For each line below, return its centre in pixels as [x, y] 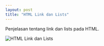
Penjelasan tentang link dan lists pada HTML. [52, 28]
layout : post [19, 10]
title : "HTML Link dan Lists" [37, 14]
